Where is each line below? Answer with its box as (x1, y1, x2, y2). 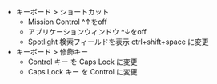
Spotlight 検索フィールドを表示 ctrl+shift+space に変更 (27, 37, 210, 46)
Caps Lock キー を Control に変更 (27, 67, 138, 76)
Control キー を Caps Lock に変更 (27, 57, 138, 66)
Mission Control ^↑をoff (27, 17, 108, 26)
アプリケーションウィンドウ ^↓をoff (27, 27, 147, 36)
